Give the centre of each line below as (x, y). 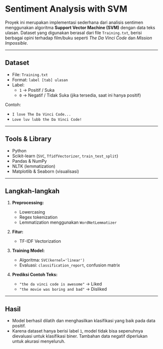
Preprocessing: (28, 203)
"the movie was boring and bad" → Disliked (63, 289)
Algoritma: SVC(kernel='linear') (52, 260)
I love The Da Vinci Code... (41, 114)
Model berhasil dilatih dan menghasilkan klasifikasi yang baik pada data (84, 321)
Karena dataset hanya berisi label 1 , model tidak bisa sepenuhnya (77, 331)
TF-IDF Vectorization (40, 241)
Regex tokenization (38, 217)
